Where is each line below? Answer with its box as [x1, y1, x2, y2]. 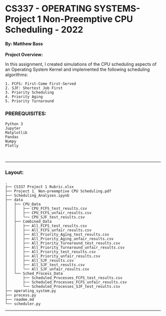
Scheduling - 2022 [5, 24, 83, 35]
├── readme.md [5, 297, 35, 302]
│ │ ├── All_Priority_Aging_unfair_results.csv [5, 236, 114, 241]
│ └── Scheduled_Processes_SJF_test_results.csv [5, 284, 121, 289]
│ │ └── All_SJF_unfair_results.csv [5, 266, 90, 271]
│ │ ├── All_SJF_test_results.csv [5, 262, 85, 267]
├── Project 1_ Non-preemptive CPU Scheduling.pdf [5, 189, 112, 194]
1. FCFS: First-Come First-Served [5, 81, 77, 87]
